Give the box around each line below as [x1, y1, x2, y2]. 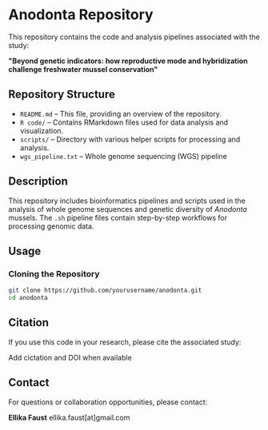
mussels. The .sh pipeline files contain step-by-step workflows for [8, 213, 228, 222]
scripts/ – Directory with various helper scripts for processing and [19, 134, 241, 144]
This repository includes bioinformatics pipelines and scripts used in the [8, 196, 246, 205]
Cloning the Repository [8, 268, 100, 279]
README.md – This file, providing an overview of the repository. [19, 109, 222, 118]
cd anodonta [8, 294, 48, 302]
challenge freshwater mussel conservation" [8, 64, 158, 74]
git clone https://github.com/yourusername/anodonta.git [8, 286, 202, 295]
